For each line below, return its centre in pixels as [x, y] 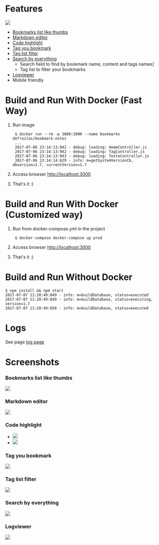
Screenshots [32, 362]
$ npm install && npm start [34, 291]
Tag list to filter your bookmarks [53, 69]
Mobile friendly [28, 80]
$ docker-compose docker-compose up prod [58, 238]
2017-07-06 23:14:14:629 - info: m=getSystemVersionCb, [74, 160]
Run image [23, 125]
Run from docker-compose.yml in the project [59, 228]
